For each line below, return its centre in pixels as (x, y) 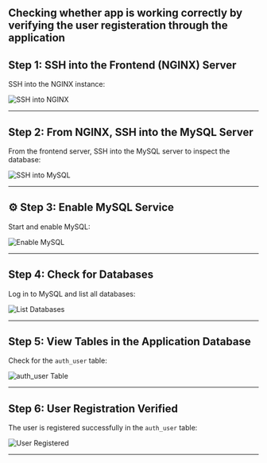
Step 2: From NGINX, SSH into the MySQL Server (131, 132)
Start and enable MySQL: (49, 227)
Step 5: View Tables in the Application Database (130, 342)
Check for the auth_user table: (58, 360)
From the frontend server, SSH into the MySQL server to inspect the (119, 151)
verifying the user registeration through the (118, 26)
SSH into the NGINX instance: (57, 84)
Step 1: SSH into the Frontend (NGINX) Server (122, 65)
